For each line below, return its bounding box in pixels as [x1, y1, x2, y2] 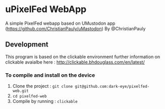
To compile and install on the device [5, 72, 95, 79]
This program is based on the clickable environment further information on [5, 53, 160, 60]
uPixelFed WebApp [5, 4, 87, 15]
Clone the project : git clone [12, 83, 73, 89]
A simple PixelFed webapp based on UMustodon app [5, 20, 116, 26]
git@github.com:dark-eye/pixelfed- [75, 84, 150, 89]
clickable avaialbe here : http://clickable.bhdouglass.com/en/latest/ [5, 59, 145, 65]
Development [5, 40, 49, 49]
